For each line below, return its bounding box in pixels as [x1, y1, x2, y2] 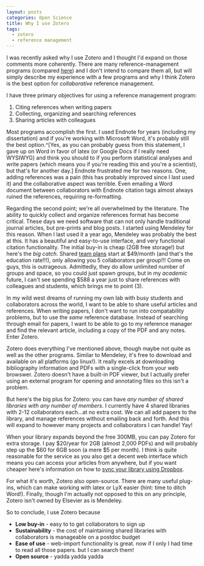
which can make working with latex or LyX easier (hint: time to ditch [16, 484, 186, 491]
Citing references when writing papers [15, 104, 112, 110]
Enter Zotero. [6, 333, 40, 340]
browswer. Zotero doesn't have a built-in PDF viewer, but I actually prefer [6, 371, 190, 378]
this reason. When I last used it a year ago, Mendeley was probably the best [6, 231, 197, 238]
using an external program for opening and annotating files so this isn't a [6, 377, 189, 384]
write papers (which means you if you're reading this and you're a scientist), [6, 161, 198, 168]
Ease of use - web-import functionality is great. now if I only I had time [15, 540, 193, 547]
